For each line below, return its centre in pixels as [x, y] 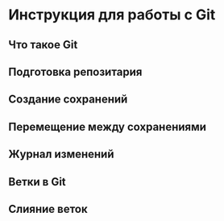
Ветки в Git [37, 182]
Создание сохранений [68, 100]
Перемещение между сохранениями [108, 127]
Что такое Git [43, 45]
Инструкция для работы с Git [112, 15]
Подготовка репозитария [75, 71]
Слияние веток [48, 208]
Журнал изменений [61, 154]
